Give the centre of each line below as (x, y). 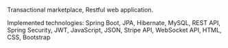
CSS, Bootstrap (29, 37)
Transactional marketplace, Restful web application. (80, 10)
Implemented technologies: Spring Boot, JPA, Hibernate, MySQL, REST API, (114, 23)
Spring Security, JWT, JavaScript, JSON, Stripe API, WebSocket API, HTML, (114, 30)
